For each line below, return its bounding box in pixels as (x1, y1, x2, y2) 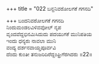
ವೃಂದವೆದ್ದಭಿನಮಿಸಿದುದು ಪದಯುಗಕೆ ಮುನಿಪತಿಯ (6, 31, 92, 38)
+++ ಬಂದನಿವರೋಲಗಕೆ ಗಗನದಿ (6, 17, 64, 24)
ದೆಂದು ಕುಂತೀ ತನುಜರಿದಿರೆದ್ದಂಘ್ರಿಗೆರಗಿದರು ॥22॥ (6, 51, 93, 57)
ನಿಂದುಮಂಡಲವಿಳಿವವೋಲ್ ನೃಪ (6, 24, 62, 31)
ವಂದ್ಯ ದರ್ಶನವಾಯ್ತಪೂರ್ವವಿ (6, 44, 56, 51)
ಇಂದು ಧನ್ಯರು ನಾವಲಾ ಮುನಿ (6, 37, 56, 44)
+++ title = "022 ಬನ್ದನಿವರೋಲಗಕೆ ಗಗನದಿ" (6, 5, 94, 12)
